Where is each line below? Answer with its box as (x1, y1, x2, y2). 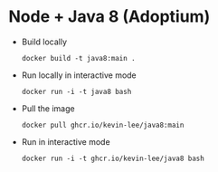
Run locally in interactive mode (21, 70, 137, 81)
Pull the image (21, 102, 75, 114)
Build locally (21, 36, 68, 47)
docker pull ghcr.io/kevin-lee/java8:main (21, 120, 185, 129)
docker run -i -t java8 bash (21, 87, 132, 96)
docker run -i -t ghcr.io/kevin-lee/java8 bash (21, 154, 204, 163)
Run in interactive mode (21, 136, 110, 147)
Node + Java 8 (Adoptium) (8, 6, 211, 27)
